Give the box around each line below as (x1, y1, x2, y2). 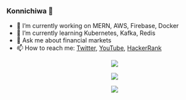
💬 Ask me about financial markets (16, 36, 112, 45)
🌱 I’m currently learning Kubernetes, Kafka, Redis (16, 29, 156, 37)
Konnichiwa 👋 (6, 6, 54, 16)
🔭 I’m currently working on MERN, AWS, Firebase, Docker (16, 22, 179, 30)
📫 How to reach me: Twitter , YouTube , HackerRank (16, 44, 162, 52)
